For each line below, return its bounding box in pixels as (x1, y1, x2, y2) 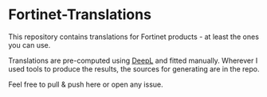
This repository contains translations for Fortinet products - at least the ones (8, 32, 259, 41)
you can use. (8, 40, 51, 49)
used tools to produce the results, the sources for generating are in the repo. (8, 64, 260, 73)
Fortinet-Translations (8, 6, 151, 24)
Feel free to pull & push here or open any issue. (8, 80, 163, 89)
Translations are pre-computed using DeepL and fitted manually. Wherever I (8, 56, 258, 65)
